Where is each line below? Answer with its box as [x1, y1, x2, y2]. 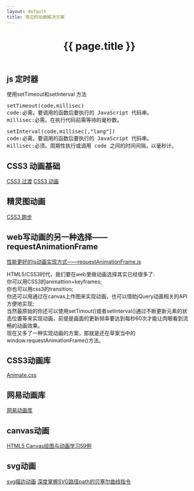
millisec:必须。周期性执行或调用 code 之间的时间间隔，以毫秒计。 [6, 142, 177, 149]
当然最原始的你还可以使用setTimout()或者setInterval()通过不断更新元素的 [6, 307, 183, 315]
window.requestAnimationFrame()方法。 [6, 336, 105, 344]
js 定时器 [6, 74, 39, 84]
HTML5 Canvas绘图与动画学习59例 [6, 442, 92, 449]
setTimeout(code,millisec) [6, 102, 85, 109]
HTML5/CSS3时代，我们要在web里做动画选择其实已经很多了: [6, 270, 155, 278]
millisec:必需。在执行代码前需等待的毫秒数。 [6, 117, 122, 123]
